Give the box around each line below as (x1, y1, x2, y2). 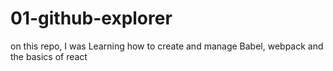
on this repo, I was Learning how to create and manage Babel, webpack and (10, 40, 324, 52)
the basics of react (10, 50, 88, 62)
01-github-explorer (10, 7, 173, 30)
